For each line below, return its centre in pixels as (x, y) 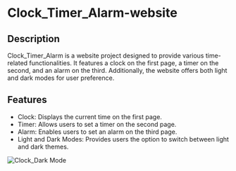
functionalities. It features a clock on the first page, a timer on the (124, 63)
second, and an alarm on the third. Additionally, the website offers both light (117, 70)
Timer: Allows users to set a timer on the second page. (97, 124)
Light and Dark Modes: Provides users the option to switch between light (123, 139)
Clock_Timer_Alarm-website (92, 13)
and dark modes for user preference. (61, 78)
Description (33, 39)
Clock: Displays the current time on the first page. (89, 116)
